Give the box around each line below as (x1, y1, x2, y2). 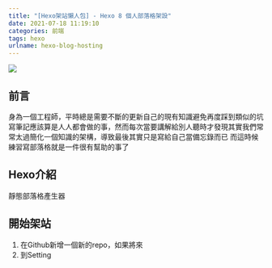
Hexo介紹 (8, 168, 57, 182)
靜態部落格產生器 (8, 191, 66, 200)
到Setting (19, 249, 52, 259)
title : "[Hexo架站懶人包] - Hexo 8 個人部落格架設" (8, 11, 172, 20)
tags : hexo (8, 34, 45, 43)
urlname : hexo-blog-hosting (8, 42, 104, 50)
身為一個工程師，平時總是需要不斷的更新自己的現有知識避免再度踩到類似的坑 (8, 111, 264, 121)
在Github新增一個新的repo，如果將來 (19, 240, 143, 249)
